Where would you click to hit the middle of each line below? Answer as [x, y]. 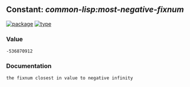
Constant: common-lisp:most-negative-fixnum [95, 10]
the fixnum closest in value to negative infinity [70, 78]
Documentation [29, 66]
